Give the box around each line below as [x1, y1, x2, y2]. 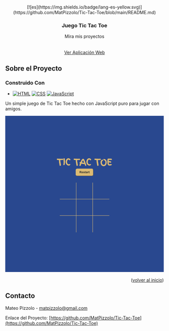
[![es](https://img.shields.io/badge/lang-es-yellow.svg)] [27, 4, 142, 10]
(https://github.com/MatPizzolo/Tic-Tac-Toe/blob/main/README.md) [13, 10, 156, 15]
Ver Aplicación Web [64, 49, 105, 55]
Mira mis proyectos [64, 33, 105, 39]
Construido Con [5, 79, 45, 86]
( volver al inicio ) [130, 277, 164, 283]
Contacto [5, 292, 35, 300]
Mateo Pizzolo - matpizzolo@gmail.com [5, 305, 88, 311]
